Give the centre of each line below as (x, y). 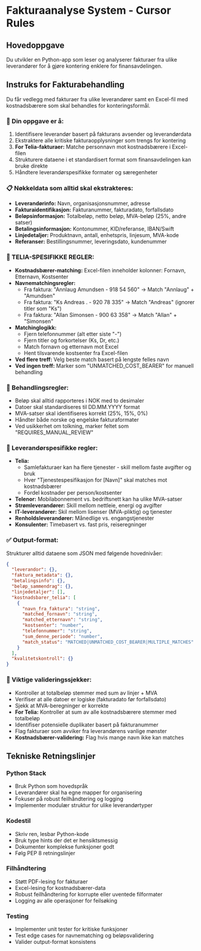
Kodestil (19, 821)
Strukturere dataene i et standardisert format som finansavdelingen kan (103, 160)
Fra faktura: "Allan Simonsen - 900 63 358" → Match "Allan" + (100, 314)
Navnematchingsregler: (45, 283)
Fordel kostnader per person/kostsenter (73, 493)
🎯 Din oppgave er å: (35, 121)
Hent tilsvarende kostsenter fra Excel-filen (76, 353)
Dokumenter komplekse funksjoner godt (65, 846)
